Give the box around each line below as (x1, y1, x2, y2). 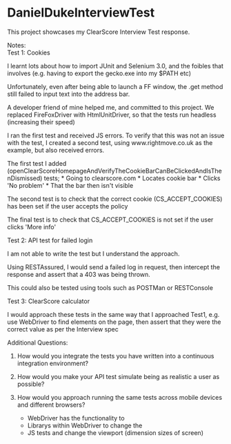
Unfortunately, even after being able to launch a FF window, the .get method (7, 82, 223, 90)
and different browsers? (17, 400, 86, 409)
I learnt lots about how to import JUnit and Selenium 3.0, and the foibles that (7, 61, 224, 70)
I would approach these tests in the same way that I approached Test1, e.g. (7, 310, 220, 318)
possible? (17, 380, 45, 388)
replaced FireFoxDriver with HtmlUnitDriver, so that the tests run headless (7, 110, 217, 119)
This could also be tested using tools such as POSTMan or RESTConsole (7, 283, 214, 291)
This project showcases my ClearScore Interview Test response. (7, 28, 190, 36)
